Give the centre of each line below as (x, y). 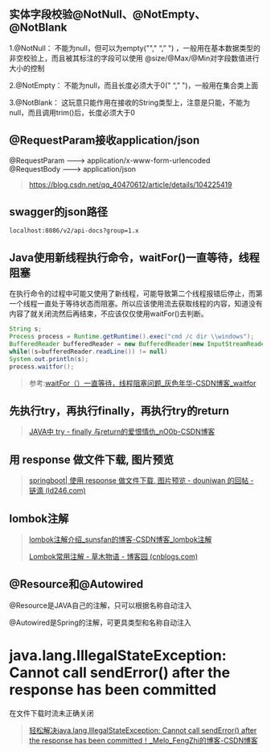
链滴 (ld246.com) (57, 491)
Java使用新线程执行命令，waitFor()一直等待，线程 (135, 258)
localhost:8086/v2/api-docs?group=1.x (74, 231)
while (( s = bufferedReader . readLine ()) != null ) (88, 352)
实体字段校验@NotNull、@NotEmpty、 (107, 15)
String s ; (26, 329)
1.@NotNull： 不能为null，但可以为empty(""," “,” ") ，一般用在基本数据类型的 (135, 48)
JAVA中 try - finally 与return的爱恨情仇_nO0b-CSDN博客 (122, 432)
